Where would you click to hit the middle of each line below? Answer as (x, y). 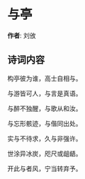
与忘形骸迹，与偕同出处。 (45, 123)
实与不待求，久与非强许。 (45, 138)
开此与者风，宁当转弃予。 (45, 168)
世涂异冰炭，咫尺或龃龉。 (45, 154)
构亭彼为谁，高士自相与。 (45, 78)
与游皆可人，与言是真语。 (45, 93)
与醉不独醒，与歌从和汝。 (45, 108)
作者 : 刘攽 (22, 35)
